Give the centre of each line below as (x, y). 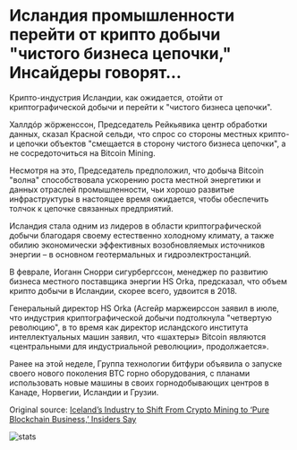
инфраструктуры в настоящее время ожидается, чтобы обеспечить (139, 199)
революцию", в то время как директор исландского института (129, 327)
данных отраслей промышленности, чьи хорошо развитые (122, 189)
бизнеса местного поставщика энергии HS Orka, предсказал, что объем (148, 281)
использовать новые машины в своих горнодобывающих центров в (140, 383)
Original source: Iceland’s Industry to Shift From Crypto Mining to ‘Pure (140, 410)
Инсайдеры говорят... (95, 73)
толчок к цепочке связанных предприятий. (92, 208)
